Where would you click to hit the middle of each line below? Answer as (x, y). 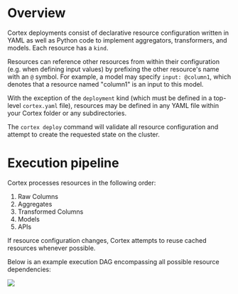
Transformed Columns (50, 212)
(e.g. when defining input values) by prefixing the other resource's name (113, 69)
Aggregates (35, 204)
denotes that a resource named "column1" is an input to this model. (106, 84)
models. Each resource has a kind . (58, 48)
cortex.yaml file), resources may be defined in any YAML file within (120, 105)
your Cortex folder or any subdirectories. (67, 113)
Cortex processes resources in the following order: (82, 183)
